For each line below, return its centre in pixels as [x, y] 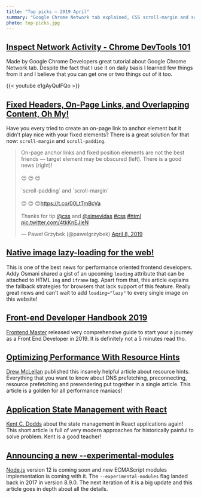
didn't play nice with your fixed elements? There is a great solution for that [98, 135]
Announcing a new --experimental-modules [90, 455]
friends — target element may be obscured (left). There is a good [101, 159]
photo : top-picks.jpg [33, 23]
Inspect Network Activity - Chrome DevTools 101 [98, 47]
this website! [22, 299]
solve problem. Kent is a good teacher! [54, 436]
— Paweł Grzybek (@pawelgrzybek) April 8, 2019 [82, 234]
